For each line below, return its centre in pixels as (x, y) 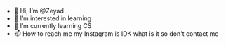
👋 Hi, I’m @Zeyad (39, 11)
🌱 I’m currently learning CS (53, 26)
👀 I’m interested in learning (53, 18)
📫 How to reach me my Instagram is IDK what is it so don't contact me (116, 34)
